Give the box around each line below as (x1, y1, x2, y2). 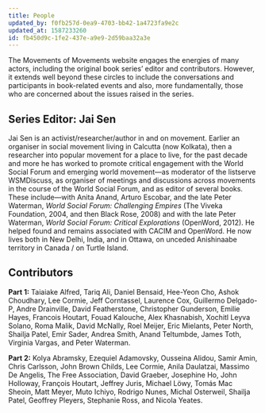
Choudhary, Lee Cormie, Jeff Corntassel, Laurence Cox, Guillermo (8, 295, 225, 305)
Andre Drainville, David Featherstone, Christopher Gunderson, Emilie (16, 303, 240, 314)
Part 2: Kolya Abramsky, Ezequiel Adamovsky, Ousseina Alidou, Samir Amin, (8, 353, 258, 362)
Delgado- (226, 295, 258, 305)
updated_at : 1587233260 (8, 26, 87, 34)
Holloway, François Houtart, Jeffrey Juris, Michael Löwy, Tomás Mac (8, 378, 232, 388)
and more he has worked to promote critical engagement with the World (8, 159, 244, 168)
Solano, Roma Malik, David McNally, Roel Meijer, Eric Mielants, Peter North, (8, 321, 254, 330)
